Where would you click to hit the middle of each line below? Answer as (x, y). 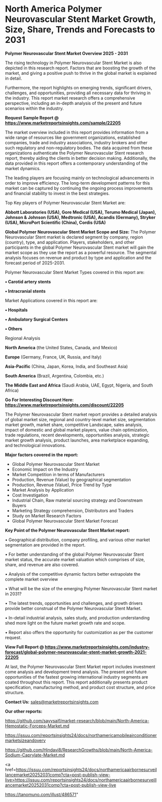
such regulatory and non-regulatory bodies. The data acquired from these (79, 148)
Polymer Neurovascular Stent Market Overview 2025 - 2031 (66, 53)
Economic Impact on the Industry (45, 469)
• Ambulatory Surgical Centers (37, 319)
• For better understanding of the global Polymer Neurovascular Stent (74, 554)
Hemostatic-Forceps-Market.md (37, 726)
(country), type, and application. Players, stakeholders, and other (70, 242)
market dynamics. (23, 168)
